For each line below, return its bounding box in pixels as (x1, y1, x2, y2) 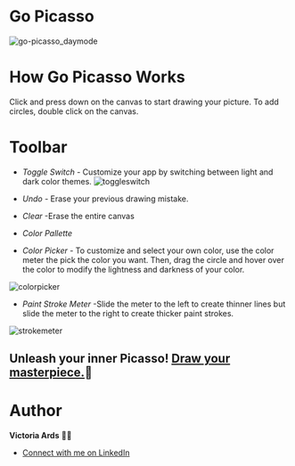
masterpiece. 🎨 (9, 365, 93, 380)
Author (9, 401, 62, 421)
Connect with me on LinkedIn (21, 447, 130, 458)
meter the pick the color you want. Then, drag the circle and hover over (21, 254, 285, 265)
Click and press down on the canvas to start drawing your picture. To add (9, 96, 279, 107)
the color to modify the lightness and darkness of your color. (21, 264, 245, 274)
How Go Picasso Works (9, 67, 185, 87)
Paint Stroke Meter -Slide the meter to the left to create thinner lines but (21, 298, 286, 309)
